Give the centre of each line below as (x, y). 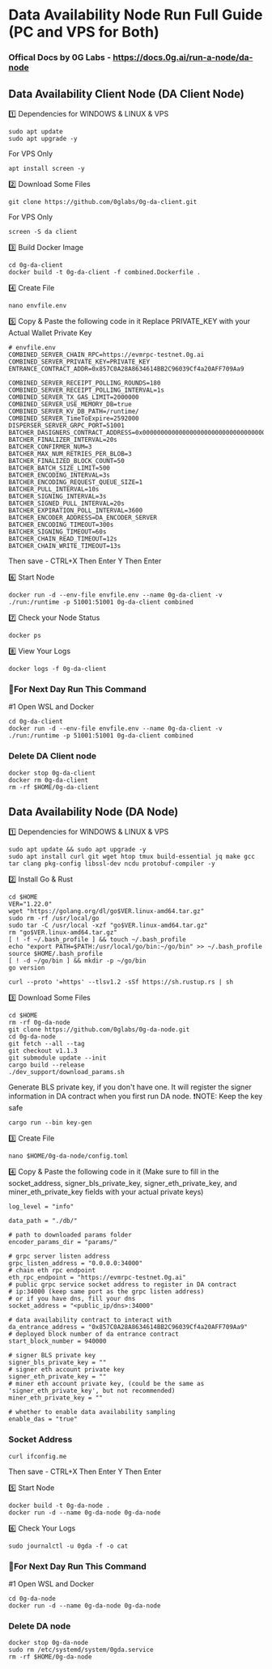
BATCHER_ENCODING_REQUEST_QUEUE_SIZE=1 (76, 482)
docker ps (25, 635)
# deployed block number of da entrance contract (94, 1334)
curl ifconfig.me (38, 1456)
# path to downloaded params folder (70, 1235)
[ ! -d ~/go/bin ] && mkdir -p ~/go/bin (78, 961)
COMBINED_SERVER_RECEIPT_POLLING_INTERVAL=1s (86, 390)
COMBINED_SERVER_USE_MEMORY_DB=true (70, 404)
